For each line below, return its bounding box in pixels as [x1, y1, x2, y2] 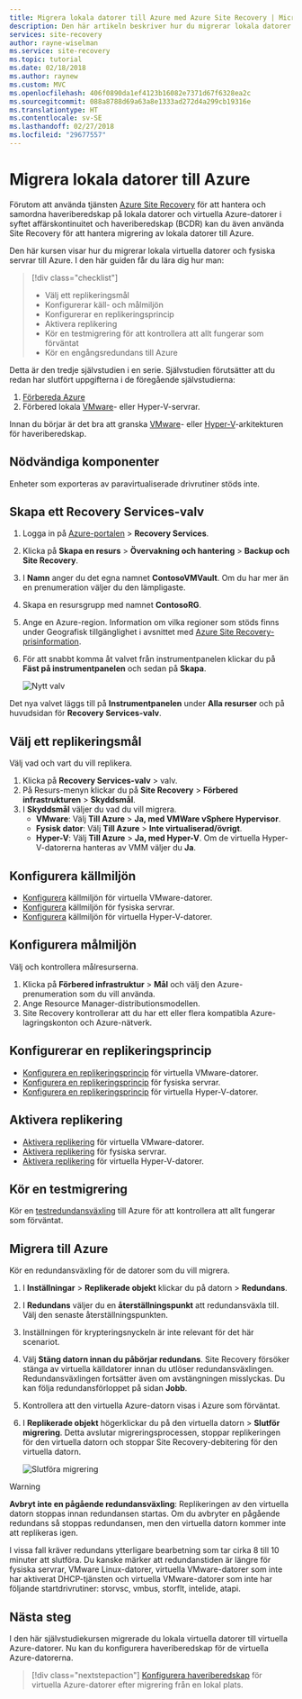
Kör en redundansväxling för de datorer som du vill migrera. [9, 1265, 231, 1276]
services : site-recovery [9, 30, 102, 39]
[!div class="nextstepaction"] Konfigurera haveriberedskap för [31, 1669, 262, 1680]
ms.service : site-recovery [9, 47, 111, 56]
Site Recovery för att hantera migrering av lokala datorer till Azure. [9, 227, 254, 239]
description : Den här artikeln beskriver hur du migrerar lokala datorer [9, 22, 292, 31]
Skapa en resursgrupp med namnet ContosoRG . [22, 600, 202, 611]
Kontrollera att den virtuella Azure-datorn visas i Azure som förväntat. [22, 1400, 280, 1411]
